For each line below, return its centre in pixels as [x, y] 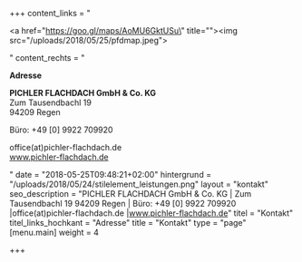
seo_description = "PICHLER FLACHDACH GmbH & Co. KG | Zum [131, 194]
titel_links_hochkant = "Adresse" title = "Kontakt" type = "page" [128, 223]
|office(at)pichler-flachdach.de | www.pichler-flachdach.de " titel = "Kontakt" [151, 213]
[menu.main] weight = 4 [54, 232]
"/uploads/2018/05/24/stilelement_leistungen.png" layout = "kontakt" [139, 184]
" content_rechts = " [47, 58]
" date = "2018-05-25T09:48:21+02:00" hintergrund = [110, 175]
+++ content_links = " [50, 13]
